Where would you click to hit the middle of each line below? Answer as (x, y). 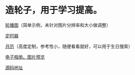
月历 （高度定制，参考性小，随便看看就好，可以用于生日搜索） (69, 46)
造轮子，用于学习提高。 (54, 10)
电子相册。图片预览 (25, 57)
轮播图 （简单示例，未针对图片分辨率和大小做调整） (58, 25)
